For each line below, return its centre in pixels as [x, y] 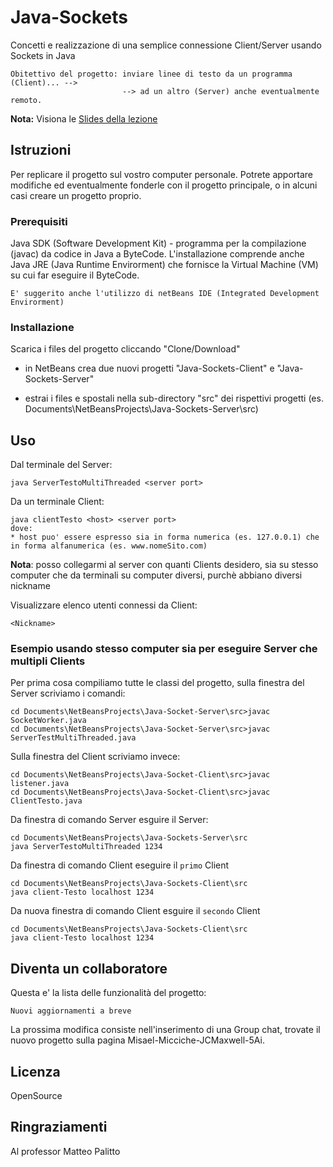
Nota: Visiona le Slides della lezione [84, 118]
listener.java [40, 784]
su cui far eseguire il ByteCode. [75, 275]
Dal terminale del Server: [61, 465]
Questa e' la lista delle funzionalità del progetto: [108, 993]
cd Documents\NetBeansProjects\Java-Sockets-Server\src [129, 838]
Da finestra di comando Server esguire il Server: [109, 820]
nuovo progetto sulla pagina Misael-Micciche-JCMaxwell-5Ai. [137, 1040]
